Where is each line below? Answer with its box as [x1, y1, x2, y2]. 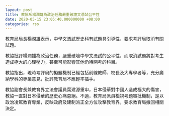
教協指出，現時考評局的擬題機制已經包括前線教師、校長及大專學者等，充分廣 [5, 70, 164, 76]
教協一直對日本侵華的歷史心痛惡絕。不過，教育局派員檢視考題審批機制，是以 [5, 93, 164, 99]
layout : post [5, 7, 33, 13]
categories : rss [5, 21, 39, 27]
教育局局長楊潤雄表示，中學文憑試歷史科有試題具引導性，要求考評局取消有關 [5, 36, 164, 42]
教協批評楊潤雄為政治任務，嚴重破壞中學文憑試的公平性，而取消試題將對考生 [5, 53, 164, 59]
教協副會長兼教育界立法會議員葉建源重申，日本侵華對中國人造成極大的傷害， [5, 86, 164, 93]
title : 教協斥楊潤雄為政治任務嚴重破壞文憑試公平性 [5, 12, 100, 17]
